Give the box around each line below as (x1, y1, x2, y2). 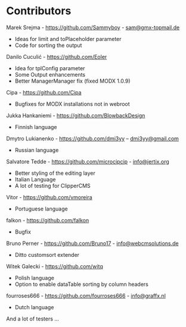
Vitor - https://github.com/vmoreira (6, 193, 92, 200)
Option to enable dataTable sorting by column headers (14, 281, 149, 288)
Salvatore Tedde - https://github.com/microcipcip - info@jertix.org (6, 158, 170, 165)
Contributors (6, 4, 72, 18)
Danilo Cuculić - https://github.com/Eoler (6, 53, 107, 60)
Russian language (14, 146, 59, 153)
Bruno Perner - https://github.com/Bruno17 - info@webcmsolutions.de (6, 240, 179, 247)
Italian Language (14, 175, 56, 183)
